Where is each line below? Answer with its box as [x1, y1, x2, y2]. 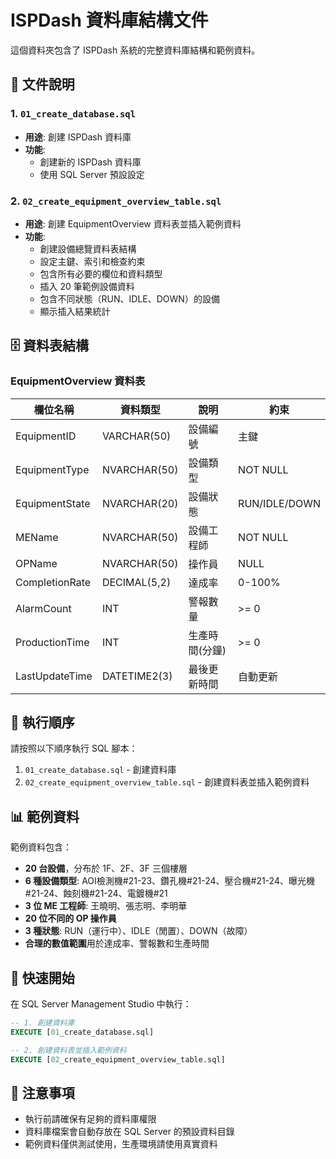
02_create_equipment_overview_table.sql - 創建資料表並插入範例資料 [24, 776, 310, 788]
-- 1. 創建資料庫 [10, 1018, 75, 1028]
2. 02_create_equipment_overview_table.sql [10, 194, 222, 208]
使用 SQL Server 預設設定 [39, 168, 145, 180]
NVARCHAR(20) [101, 496, 179, 510]
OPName [15, 556, 58, 570]
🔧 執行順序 [10, 714, 75, 731]
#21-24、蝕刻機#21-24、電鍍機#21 [24, 887, 168, 900]
